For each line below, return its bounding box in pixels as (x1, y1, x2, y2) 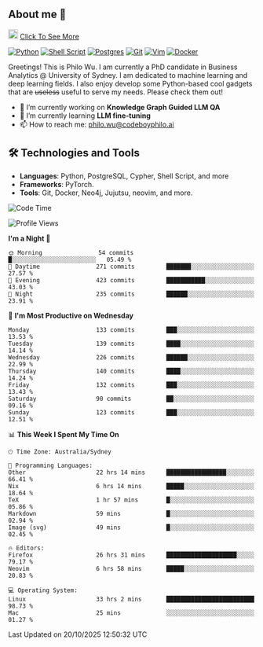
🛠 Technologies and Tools (8, 146, 140, 160)
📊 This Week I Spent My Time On (8, 429, 119, 439)
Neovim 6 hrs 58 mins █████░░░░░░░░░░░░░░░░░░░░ (8, 564, 255, 572)
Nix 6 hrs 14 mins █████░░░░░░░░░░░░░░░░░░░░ (8, 482, 255, 490)
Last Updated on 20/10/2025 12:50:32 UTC (8, 630, 148, 639)
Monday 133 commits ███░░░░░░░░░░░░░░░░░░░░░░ (8, 325, 255, 334)
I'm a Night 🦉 (8, 233, 51, 243)
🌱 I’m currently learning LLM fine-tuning (19, 111, 152, 120)
